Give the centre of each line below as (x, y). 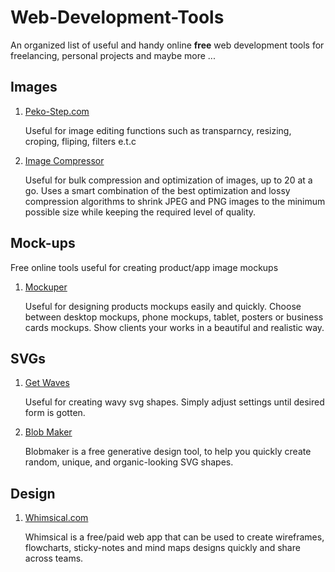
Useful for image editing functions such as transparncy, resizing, (158, 130)
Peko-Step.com (57, 111)
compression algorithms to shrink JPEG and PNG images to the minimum (175, 201)
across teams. (54, 558)
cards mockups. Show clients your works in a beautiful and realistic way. (174, 327)
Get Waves (47, 383)
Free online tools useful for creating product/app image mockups (144, 267)
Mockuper (46, 287)
